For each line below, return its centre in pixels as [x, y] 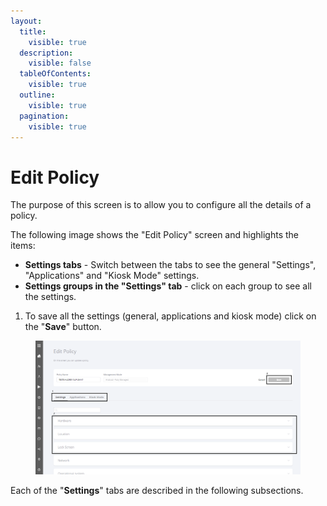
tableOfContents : [55, 74]
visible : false [60, 63]
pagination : [44, 116]
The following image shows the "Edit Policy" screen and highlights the [154, 235]
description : [46, 53]
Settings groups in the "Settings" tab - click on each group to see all [168, 286]
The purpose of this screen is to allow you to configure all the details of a [161, 205]
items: [23, 246]
